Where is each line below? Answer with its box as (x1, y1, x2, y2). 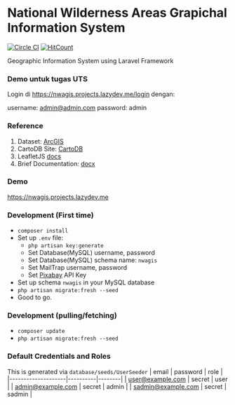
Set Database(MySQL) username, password (27, 249, 156, 257)
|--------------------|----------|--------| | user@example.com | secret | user (7, 375, 228, 383)
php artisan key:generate (27, 242, 104, 249)
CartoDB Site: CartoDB (17, 144, 83, 153)
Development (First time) (7, 210, 94, 220)
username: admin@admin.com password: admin (7, 104, 147, 112)
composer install (17, 228, 69, 235)
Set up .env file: (17, 233, 63, 242)
